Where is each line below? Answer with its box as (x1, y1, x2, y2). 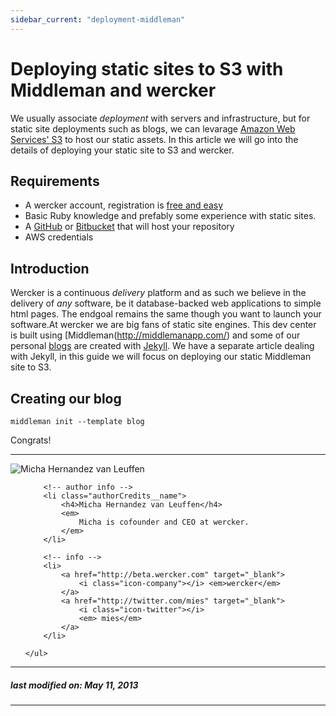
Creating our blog (10, 390, 122, 407)
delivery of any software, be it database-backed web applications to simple (10, 297, 322, 310)
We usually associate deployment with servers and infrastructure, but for (10, 112, 311, 124)
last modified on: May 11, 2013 (10, 679, 139, 691)
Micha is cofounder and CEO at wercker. (78, 517, 250, 527)
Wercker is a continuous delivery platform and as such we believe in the (10, 287, 307, 299)
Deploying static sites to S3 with (10, 57, 284, 80)
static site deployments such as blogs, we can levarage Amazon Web (10, 122, 296, 135)
